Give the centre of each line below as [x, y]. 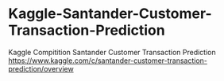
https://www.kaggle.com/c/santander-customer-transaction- [108, 61]
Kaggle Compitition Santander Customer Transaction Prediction [112, 52]
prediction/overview [41, 68]
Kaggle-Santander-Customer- [110, 14]
